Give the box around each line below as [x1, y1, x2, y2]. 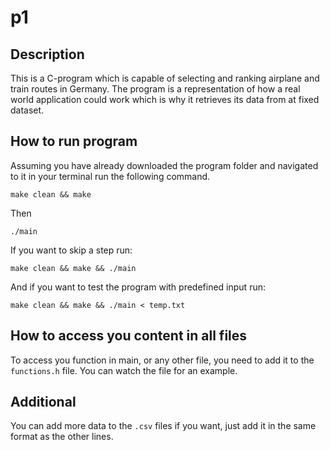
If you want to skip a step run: [10, 244, 133, 256]
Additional [10, 394, 77, 411]
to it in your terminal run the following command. [10, 170, 211, 182]
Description [10, 46, 85, 63]
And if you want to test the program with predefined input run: [10, 281, 266, 293]
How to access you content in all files [10, 327, 248, 345]
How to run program [10, 133, 138, 150]
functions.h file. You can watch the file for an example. [10, 364, 238, 376]
